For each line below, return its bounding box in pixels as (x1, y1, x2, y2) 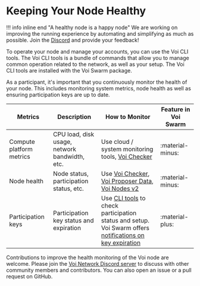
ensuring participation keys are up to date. (6, 91, 110, 98)
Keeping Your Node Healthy (6, 4, 146, 18)
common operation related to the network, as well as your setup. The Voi (6, 61, 185, 68)
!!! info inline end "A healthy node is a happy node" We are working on (6, 24, 178, 31)
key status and (53, 216, 94, 224)
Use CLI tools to (101, 194, 146, 202)
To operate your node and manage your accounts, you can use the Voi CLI (6, 48, 189, 55)
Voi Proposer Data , (101, 177, 154, 185)
